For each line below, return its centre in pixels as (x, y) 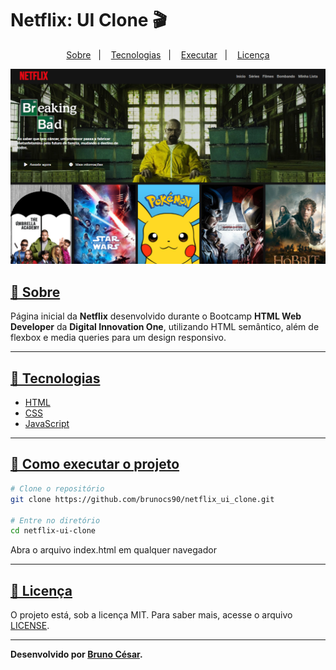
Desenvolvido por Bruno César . (76, 654)
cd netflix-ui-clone (53, 531)
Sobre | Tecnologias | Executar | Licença (168, 54)
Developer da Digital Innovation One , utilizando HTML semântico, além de (165, 327)
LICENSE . (30, 626)
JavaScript (47, 424)
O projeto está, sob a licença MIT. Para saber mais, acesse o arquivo (151, 615)
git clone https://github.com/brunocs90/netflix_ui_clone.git (142, 499)
